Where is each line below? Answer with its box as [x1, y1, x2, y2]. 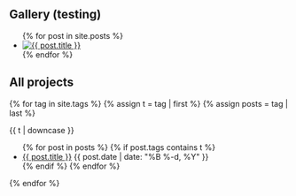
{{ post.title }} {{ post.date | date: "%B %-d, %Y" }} [21, 151, 209, 162]
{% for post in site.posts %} [21, 30, 124, 41]
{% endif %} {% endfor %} [21, 161, 121, 171]
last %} [9, 108, 35, 118]
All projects [9, 75, 74, 90]
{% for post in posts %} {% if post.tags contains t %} [21, 141, 216, 153]
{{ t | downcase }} [9, 124, 74, 135]
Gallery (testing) [9, 7, 102, 22]
